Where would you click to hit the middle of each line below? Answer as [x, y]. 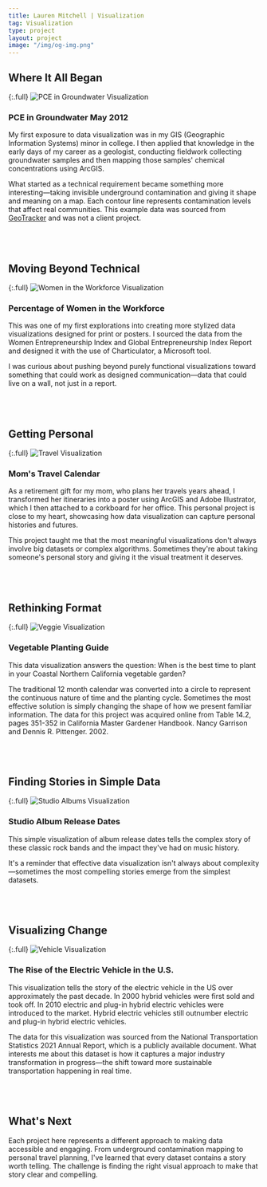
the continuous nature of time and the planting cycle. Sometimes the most [130, 698]
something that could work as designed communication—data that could [128, 375]
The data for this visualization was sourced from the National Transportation [133, 1036]
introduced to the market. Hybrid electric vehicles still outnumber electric [128, 1012]
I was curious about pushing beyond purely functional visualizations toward [132, 367]
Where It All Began [55, 78]
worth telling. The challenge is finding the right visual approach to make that [133, 1165]
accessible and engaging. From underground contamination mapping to [126, 1149]
